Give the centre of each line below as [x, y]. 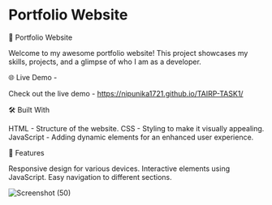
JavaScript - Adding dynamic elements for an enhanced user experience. [131, 137]
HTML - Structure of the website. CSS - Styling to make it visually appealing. [136, 128]
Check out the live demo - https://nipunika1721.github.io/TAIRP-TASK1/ [126, 93]
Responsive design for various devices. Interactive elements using [119, 169]
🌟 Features [26, 152]
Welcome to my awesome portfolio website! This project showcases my [128, 53]
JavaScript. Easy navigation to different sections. [90, 177]
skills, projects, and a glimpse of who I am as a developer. [105, 62]
